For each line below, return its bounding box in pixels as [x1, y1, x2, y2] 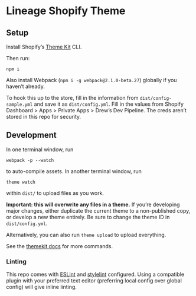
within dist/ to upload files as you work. [6, 189, 104, 196]
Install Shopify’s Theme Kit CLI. [6, 43, 82, 50]
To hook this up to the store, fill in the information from [6, 95, 139, 101]
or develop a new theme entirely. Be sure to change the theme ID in [6, 213, 170, 220]
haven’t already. [6, 83, 45, 90]
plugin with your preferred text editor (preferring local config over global [6, 277, 182, 284]
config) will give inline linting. [6, 284, 77, 291]
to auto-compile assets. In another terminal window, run [6, 167, 142, 175]
